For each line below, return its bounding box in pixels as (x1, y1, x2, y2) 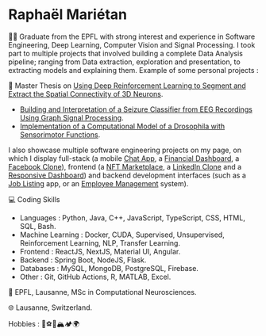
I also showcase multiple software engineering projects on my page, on (8, 145, 242, 155)
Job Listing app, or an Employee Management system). (8, 178, 189, 188)
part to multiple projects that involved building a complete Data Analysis (8, 48, 244, 58)
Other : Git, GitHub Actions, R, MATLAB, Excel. (19, 272, 172, 281)
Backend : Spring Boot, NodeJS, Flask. (19, 255, 147, 265)
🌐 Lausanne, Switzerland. (8, 303, 93, 312)
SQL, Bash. (19, 221, 57, 231)
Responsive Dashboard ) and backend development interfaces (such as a (8, 170, 246, 180)
